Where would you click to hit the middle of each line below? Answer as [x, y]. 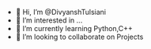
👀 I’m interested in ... [49, 20]
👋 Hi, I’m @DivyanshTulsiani [61, 12]
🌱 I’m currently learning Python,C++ [74, 28]
